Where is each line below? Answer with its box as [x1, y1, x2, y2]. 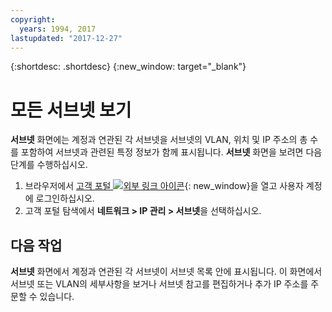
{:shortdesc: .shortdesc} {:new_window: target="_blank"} [10, 61, 247, 73]
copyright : [10, 14, 56, 25]
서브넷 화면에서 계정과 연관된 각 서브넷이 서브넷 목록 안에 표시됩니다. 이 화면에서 [10, 266, 323, 278]
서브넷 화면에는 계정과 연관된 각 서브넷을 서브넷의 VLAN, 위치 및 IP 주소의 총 [10, 134, 308, 146]
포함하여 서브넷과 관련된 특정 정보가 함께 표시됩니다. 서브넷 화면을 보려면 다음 [20, 146, 323, 158]
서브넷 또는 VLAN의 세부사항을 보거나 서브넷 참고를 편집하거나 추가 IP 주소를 [10, 278, 309, 290]
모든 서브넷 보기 [10, 99, 132, 121]
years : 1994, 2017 [19, 24, 97, 34]
